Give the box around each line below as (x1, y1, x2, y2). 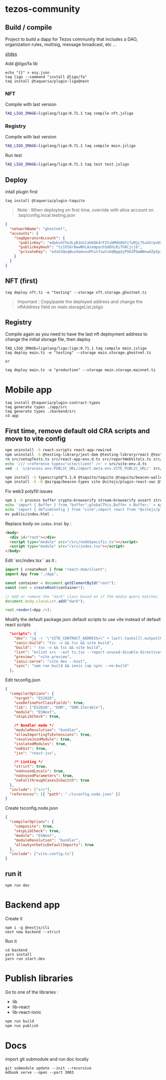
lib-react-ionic (12, 1009, 41, 1015)
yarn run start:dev (5, 956, 45, 961)
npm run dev (5, 883, 30, 888)
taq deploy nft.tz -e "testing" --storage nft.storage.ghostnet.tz (5, 290, 147, 295)
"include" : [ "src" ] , (9, 787, 52, 792)
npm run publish (5, 1023, 39, 1028)
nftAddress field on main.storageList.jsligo (17, 304, 104, 310)
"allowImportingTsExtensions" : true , (14, 732, 92, 737)
